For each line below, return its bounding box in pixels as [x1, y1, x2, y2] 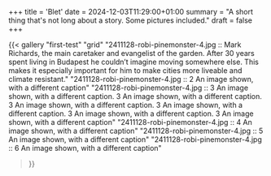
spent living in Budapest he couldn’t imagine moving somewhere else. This [8, 57, 259, 67]
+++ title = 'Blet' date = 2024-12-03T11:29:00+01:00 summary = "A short [8, 7, 254, 16]
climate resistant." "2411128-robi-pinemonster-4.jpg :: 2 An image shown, [8, 75, 254, 84]
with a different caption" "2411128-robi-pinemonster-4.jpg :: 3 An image [8, 83, 249, 92]
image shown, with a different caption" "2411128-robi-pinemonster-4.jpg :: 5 [8, 126, 264, 135]
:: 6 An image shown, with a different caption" [8, 144, 162, 152]
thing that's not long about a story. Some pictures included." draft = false [8, 15, 252, 25]
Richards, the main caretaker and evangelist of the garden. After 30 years [8, 49, 255, 58]
